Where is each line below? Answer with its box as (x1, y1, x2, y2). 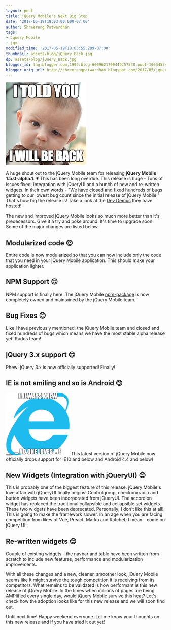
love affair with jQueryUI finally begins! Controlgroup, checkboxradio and (6, 490, 159, 496)
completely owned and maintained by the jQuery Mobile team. (6, 296, 136, 303)
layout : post (6, 8, 33, 13)
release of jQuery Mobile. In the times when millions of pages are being (6, 588, 155, 594)
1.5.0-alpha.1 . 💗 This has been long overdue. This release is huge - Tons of (6, 176, 163, 182)
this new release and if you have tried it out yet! (6, 619, 105, 625)
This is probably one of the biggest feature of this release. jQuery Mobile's (6, 484, 161, 490)
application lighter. (6, 263, 45, 269)
